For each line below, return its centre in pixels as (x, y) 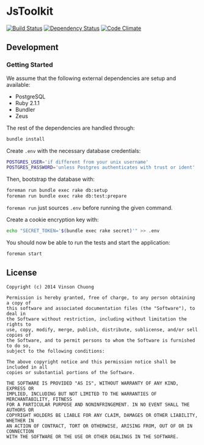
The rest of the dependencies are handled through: (71, 128)
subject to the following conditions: (56, 351)
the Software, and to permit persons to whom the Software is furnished (101, 340)
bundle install (26, 139)
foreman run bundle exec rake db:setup (57, 191)
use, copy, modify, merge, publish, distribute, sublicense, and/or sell (102, 329)
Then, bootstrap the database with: (50, 179)
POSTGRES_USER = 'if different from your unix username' (78, 162)
